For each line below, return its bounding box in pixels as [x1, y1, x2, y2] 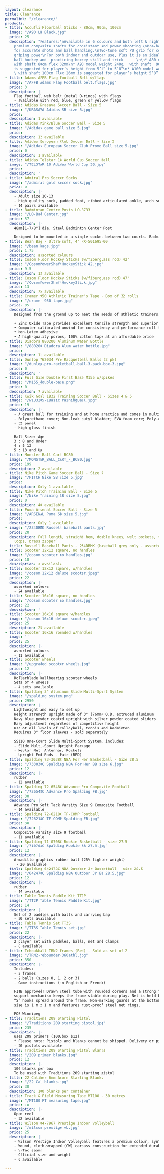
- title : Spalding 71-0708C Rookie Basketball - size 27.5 [5, 839, 128, 844]
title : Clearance [5, 12, 41, 17]
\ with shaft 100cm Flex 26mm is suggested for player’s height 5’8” [14, 71, 159, 76]
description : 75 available [9, 289, 64, 294]
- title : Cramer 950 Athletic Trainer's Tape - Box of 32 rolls [5, 294, 139, 299]
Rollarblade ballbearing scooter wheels [14, 675, 97, 681]
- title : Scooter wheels [5, 657, 56, 662]
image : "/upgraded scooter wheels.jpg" [9, 662, 91, 667]
